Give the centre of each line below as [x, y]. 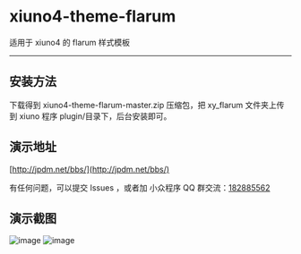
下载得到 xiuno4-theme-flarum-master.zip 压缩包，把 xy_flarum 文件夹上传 [147, 105]
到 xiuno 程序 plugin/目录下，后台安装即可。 [90, 116]
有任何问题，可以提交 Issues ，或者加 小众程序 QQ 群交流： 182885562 [140, 187]
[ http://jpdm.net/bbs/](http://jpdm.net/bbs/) [90, 169]
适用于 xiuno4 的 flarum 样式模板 [70, 42]
